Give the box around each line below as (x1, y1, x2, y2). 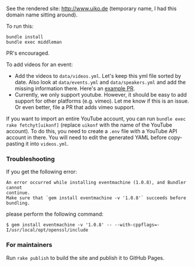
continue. (6, 190, 31, 196)
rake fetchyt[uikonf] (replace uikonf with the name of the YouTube (6, 121, 173, 128)
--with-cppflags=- (114, 222, 160, 228)
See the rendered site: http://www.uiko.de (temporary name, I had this (6, 5, 177, 12)
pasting (6, 140, 25, 147)
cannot (6, 185, 22, 191)
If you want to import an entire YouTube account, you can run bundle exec (6, 115, 186, 122)
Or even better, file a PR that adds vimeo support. (14, 104, 135, 111)
